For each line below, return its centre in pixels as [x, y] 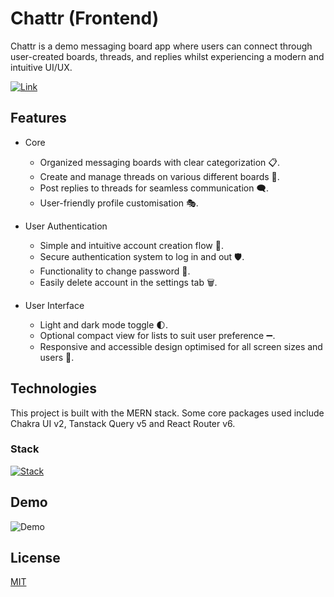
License [35, 558]
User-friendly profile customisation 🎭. [119, 203]
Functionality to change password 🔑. [115, 271]
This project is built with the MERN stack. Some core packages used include [167, 413]
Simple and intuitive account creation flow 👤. [131, 245]
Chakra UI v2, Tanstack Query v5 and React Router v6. [123, 423]
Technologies [54, 388]
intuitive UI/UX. [41, 67]
